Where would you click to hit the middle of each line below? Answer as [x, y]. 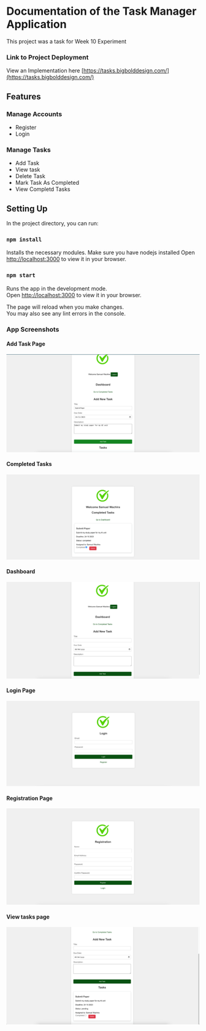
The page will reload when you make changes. [65, 307]
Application [36, 24]
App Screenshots [33, 329]
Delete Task [30, 176]
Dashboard [21, 572]
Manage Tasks [29, 150]
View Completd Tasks [43, 189]
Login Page [21, 691]
